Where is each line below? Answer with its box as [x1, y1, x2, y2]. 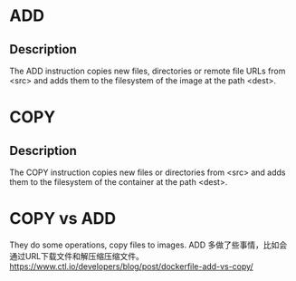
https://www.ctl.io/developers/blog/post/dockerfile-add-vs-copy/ [9, 260, 253, 272]
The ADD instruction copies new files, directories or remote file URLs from [9, 65, 286, 76]
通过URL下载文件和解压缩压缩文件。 [9, 250, 145, 261]
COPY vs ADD [9, 208, 116, 229]
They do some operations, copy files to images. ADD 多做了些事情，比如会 [9, 239, 288, 250]
